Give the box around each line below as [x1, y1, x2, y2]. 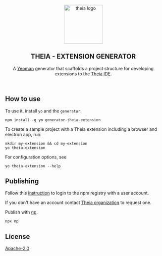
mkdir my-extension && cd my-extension [5, 141, 88, 146]
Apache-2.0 [5, 246, 30, 252]
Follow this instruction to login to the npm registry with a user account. [5, 190, 149, 196]
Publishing [5, 177, 39, 186]
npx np [5, 219, 19, 224]
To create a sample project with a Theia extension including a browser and [5, 126, 158, 132]
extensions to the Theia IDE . [54, 71, 112, 77]
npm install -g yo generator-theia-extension [5, 117, 101, 122]
